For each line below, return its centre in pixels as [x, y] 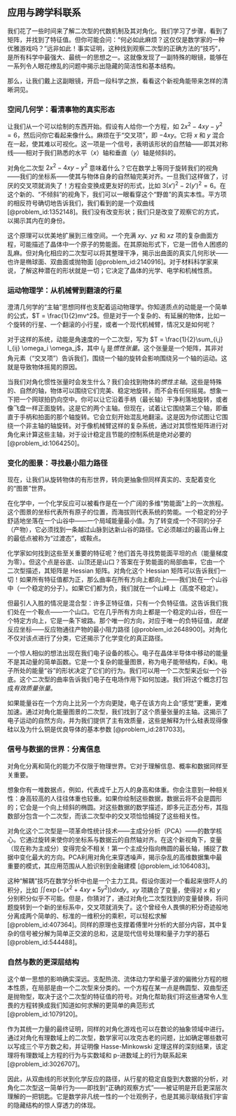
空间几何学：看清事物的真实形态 [61, 109]
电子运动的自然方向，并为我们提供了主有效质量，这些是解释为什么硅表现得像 [118, 721]
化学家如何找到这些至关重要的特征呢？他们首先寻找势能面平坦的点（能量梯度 [118, 553]
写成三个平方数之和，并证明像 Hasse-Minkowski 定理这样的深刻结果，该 [117, 1046]
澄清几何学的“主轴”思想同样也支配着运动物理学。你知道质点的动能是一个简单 [117, 307]
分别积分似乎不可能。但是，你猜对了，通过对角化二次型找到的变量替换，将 [114, 899]
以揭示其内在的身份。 [38, 221]
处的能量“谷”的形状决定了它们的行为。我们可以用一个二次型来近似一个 [120, 671]
